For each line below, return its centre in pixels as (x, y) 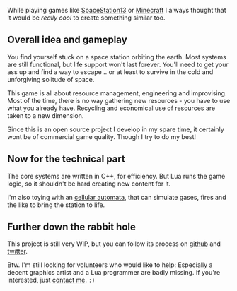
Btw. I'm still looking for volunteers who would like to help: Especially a (110, 265)
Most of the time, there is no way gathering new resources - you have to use (119, 100)
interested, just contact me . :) (51, 280)
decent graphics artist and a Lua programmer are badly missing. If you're (114, 273)
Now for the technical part (66, 159)
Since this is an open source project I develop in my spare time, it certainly (116, 129)
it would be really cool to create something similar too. (86, 18)
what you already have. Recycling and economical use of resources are (111, 108)
